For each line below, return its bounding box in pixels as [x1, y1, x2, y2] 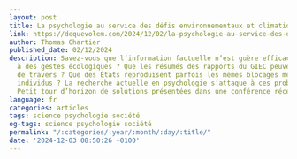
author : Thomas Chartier [9, 37, 101, 47]
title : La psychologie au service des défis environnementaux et [9, 21, 255, 30]
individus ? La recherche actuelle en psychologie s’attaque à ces [17, 79, 271, 87]
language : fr [9, 95, 57, 104]
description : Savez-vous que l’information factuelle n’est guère [9, 54, 259, 63]
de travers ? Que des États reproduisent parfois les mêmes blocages [17, 71, 278, 79]
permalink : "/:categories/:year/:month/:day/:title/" [9, 128, 212, 137]
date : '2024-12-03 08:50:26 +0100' [9, 136, 141, 145]
